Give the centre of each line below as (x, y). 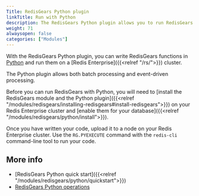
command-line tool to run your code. (51, 141)
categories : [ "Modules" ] (37, 39)
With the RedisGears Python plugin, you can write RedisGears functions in (97, 56)
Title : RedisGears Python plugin (48, 12)
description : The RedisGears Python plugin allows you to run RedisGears (100, 23)
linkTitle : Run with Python (41, 17)
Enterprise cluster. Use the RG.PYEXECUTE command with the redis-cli (92, 135)
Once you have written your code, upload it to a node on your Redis (89, 129)
